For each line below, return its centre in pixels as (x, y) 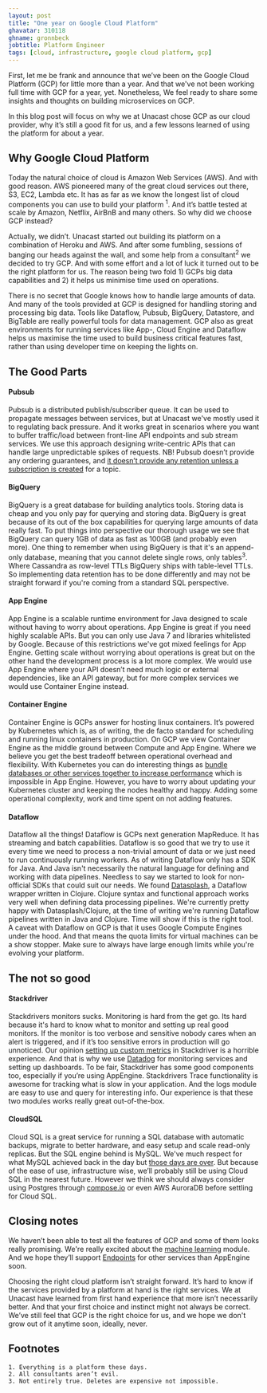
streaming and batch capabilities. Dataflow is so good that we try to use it (129, 843)
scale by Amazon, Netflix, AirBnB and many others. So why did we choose (130, 213)
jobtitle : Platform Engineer (57, 45)
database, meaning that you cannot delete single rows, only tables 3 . (135, 557)
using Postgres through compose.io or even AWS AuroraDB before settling (131, 1187)
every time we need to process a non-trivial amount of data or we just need (132, 852)
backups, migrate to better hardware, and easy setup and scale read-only (130, 1145)
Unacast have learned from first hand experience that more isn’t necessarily (133, 1298)
